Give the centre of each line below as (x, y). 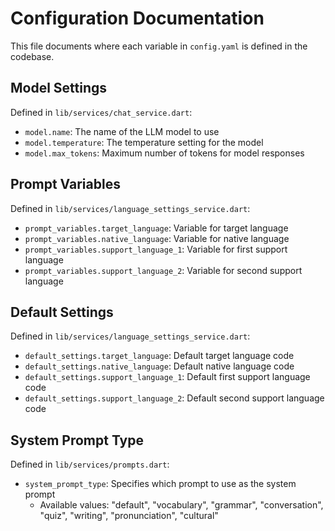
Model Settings (59, 88)
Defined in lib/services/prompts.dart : (90, 464)
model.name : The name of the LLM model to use (122, 131)
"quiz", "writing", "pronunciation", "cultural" (129, 516)
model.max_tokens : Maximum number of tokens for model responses (164, 153)
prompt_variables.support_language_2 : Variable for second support (163, 270)
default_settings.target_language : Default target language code (159, 356)
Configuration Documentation (137, 18)
